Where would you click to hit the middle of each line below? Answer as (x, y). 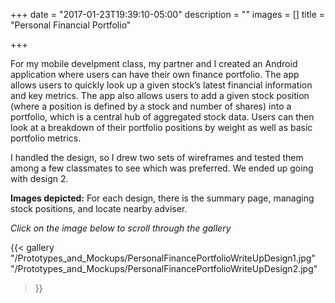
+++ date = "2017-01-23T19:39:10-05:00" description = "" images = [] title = (168, 14)
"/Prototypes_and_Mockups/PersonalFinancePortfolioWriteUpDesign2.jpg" (164, 268)
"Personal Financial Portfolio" (71, 25)
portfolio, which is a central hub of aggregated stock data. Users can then (162, 117)
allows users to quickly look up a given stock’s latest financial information (161, 85)
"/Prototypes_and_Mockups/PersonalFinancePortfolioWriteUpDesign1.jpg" (163, 258)
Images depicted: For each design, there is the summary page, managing (162, 198)
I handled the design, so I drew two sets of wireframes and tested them (157, 157)
